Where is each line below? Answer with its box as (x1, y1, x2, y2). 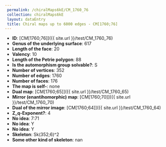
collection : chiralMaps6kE (7, 12, 64, 17)
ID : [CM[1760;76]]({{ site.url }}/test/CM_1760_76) (12, 35, 113, 41)
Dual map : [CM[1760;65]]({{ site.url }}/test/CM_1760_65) (12, 89, 129, 95)
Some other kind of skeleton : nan (12, 137, 83, 143)
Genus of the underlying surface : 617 (12, 41, 92, 47)
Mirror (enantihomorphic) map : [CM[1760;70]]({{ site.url (12, 94, 131, 100)
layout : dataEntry (7, 17, 46, 22)
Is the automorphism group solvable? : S (12, 62, 98, 68)
